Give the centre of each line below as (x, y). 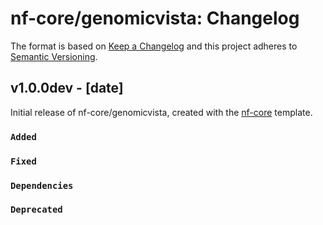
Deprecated (36, 210)
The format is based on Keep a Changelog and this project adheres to (154, 46)
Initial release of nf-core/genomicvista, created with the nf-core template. (161, 112)
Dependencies (42, 185)
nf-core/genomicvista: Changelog (155, 18)
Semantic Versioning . (54, 56)
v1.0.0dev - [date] (67, 88)
